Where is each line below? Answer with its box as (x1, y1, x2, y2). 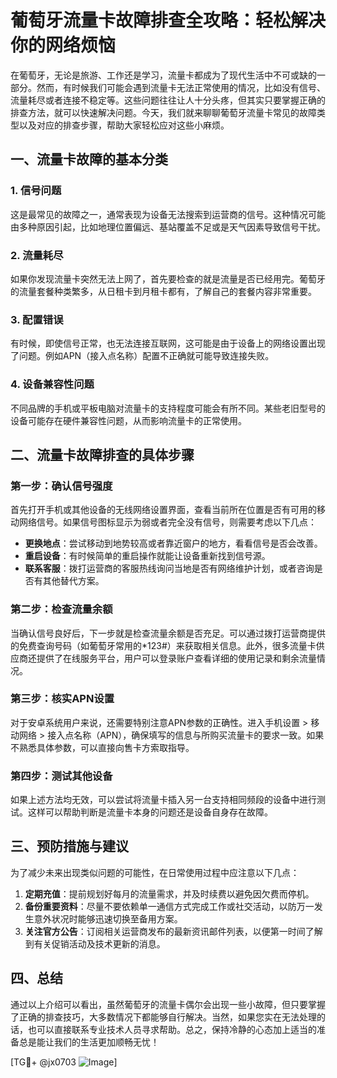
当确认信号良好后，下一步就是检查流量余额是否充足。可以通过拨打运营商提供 (10, 627, 326, 639)
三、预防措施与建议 (10, 838, 129, 855)
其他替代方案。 (42, 575, 105, 587)
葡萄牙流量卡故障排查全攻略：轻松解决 (10, 9, 327, 32)
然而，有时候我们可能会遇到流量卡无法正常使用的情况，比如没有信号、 (36, 81, 326, 93)
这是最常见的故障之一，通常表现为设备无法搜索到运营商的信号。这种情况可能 (10, 208, 326, 220)
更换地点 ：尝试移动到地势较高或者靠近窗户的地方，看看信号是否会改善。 (24, 537, 323, 550)
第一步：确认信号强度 (10, 479, 113, 493)
